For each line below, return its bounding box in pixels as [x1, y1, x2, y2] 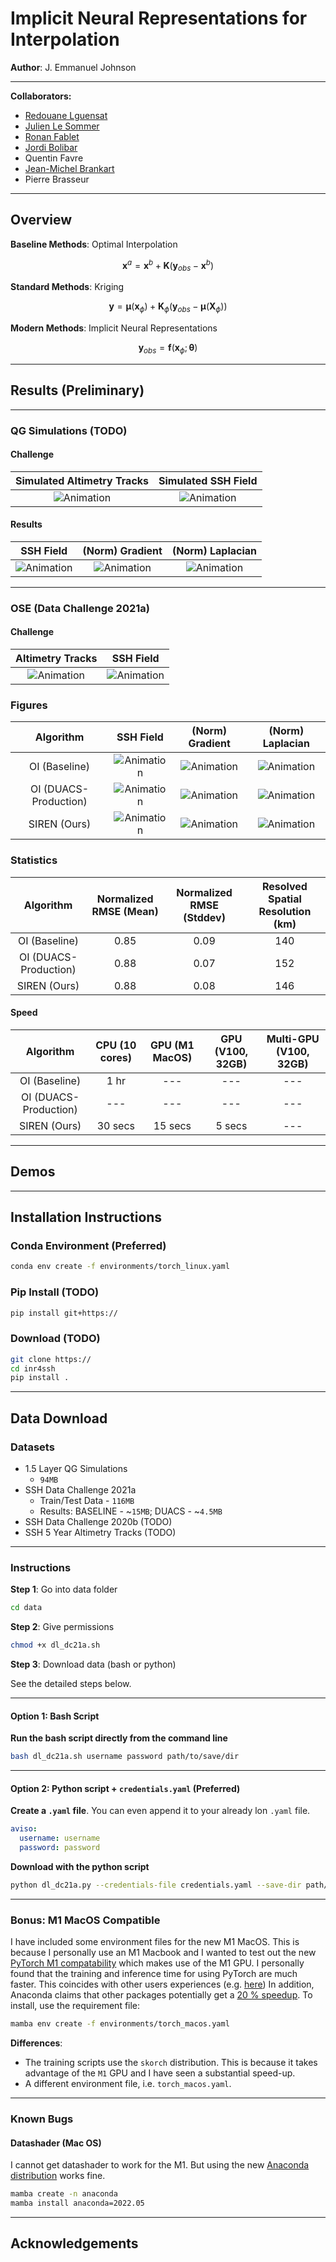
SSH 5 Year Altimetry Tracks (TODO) [24, 1527, 177, 1539]
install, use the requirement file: [10, 2000, 141, 2012]
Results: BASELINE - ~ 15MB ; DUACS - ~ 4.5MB [39, 1505, 223, 1517]
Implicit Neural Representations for [10, 7, 308, 30]
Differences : [10, 2037, 63, 2049]
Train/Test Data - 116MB [39, 1495, 135, 1507]
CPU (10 [95, 1038, 137, 1052]
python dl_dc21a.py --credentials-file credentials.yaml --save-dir [10, 1880, 302, 1890]
